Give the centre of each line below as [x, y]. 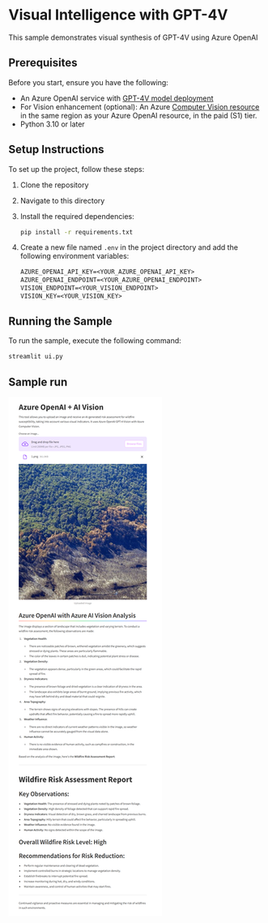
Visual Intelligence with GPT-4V [118, 15]
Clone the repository [54, 185]
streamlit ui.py [36, 357]
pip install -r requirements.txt [77, 232]
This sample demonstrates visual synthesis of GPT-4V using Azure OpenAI [133, 37]
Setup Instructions [56, 150]
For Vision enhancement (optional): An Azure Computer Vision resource [140, 106]
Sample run [38, 382]
